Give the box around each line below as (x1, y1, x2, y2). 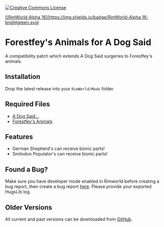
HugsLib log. (5, 189, 31, 195)
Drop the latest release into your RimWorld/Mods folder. (5, 85, 115, 91)
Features (5, 132, 33, 141)
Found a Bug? (5, 165, 48, 174)
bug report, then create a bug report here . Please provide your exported (5, 184, 152, 189)
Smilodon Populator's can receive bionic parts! (12, 151, 108, 157)
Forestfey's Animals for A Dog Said (5, 37, 152, 48)
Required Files (5, 100, 50, 109)
